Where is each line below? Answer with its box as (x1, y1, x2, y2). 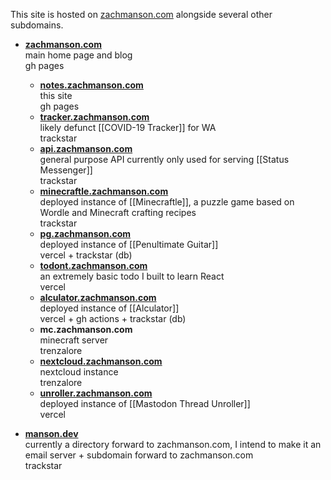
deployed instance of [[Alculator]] (39, 302, 180, 314)
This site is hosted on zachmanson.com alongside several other (10, 9, 273, 20)
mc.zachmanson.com (39, 324, 133, 335)
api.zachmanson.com (39, 143, 133, 154)
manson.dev (24, 428, 79, 439)
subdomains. (10, 19, 64, 31)
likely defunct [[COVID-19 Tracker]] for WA (39, 122, 217, 133)
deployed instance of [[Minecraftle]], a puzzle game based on (39, 196, 295, 208)
